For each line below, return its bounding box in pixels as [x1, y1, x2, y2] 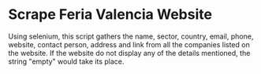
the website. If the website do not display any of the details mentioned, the [8, 48, 251, 57]
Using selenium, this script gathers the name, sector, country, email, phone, [8, 31, 254, 41]
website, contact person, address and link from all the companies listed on [8, 39, 250, 49]
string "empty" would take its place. [8, 57, 125, 66]
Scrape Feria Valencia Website [8, 6, 213, 24]
